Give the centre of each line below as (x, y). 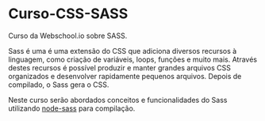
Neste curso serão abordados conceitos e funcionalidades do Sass (118, 100)
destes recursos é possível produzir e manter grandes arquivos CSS (120, 67)
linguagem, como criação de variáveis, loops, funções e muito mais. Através (133, 59)
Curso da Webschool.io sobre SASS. (68, 36)
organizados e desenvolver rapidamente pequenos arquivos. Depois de (125, 76)
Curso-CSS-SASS (68, 14)
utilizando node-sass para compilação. (72, 108)
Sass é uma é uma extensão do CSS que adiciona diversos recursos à (123, 51)
